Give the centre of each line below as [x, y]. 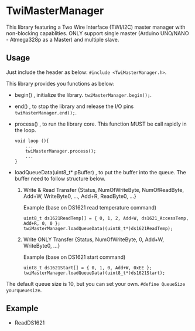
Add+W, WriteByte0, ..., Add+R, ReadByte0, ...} [80, 196]
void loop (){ [32, 141]
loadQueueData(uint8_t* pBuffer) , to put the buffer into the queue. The [100, 172]
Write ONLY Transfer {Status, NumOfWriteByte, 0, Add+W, [94, 239]
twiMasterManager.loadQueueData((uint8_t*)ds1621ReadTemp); [98, 228]
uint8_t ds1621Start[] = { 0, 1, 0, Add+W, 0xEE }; [88, 268]
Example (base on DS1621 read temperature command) [90, 207]
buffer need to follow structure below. [60, 178]
